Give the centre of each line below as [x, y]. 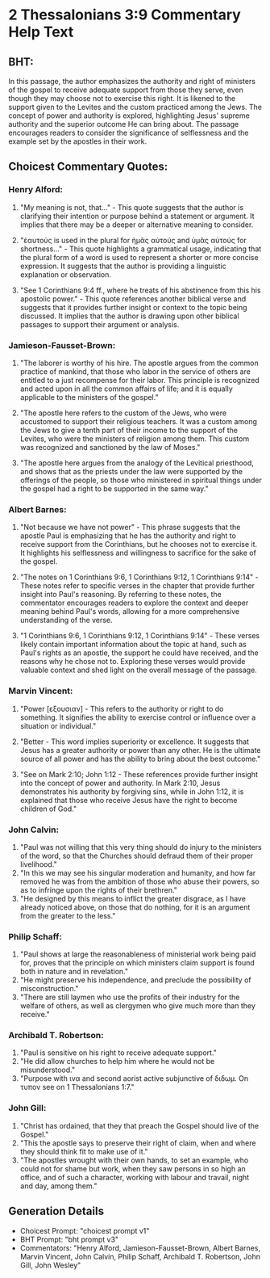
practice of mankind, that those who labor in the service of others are [135, 371]
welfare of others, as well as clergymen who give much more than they [138, 1006]
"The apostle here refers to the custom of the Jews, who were [123, 413]
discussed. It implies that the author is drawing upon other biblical [129, 316]
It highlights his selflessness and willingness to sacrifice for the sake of [138, 553]
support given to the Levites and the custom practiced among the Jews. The [135, 107]
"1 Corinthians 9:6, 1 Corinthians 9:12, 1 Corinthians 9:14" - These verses [140, 636]
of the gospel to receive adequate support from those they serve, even [126, 90]
